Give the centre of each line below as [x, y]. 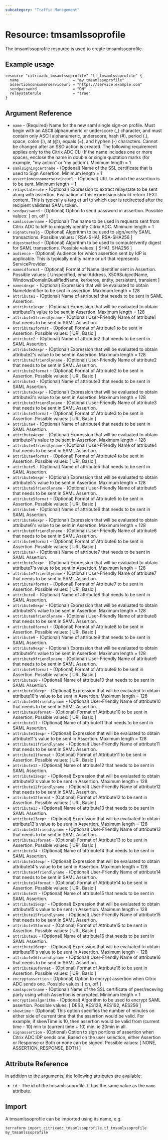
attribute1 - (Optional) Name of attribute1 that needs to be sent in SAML [88, 296]
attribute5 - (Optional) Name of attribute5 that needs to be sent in [81, 467]
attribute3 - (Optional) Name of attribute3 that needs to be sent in [81, 382]
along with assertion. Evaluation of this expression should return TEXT [85, 195]
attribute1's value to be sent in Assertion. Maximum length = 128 [78, 312]
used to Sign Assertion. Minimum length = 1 [57, 173]
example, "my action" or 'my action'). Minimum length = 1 [72, 163]
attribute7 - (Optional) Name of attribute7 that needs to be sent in [81, 552]
